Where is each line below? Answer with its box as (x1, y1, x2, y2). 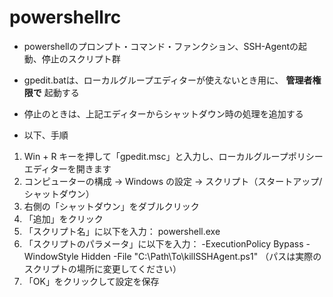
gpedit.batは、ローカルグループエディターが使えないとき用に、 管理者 (23, 74, 313, 86)
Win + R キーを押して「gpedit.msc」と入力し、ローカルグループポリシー (23, 150, 324, 162)
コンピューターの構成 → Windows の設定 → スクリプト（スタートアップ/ (23, 175, 323, 187)
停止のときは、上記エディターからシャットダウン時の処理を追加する (23, 107, 304, 120)
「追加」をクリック (23, 212, 104, 225)
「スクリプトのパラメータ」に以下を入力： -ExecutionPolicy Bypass (23, 237, 304, 250)
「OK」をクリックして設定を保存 (23, 275, 160, 287)
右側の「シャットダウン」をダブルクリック (23, 200, 200, 212)
